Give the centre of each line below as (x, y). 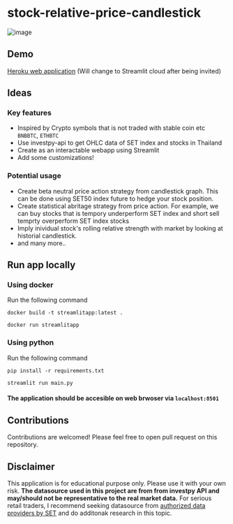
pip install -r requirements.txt (56, 371)
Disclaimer (31, 466)
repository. (23, 444)
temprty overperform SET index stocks (73, 221)
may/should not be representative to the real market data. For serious (110, 498)
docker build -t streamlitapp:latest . (65, 313)
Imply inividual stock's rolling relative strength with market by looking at (120, 228)
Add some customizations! (55, 158)
